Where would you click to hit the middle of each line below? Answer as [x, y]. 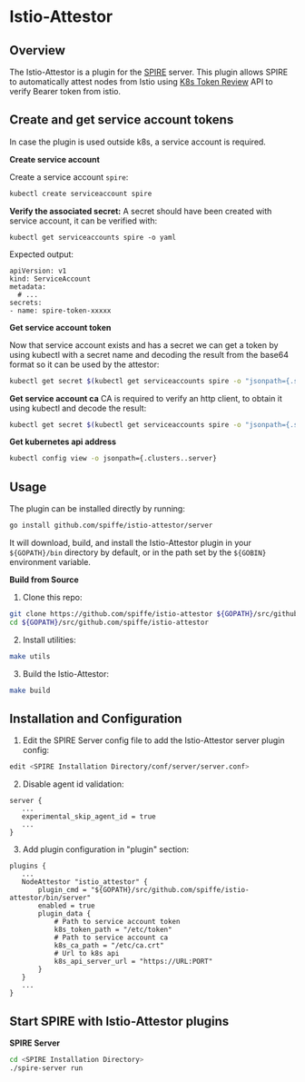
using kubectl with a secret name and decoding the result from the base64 [149, 354]
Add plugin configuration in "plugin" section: [106, 849]
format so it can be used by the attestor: [84, 364]
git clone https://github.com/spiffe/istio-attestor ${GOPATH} [132, 614]
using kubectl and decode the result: [78, 408]
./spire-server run [46, 1068]
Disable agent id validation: [73, 784]
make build [30, 690]
